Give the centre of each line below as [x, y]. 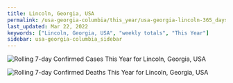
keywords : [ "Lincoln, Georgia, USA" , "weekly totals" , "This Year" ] [108, 33]
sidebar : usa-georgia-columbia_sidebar [65, 39]
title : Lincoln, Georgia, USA [51, 13]
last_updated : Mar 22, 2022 [48, 26]
